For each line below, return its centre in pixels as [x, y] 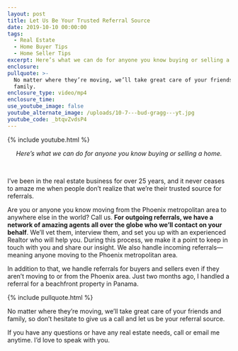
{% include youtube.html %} [49, 140]
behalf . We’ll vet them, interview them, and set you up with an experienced [117, 232]
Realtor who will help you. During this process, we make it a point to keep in [118, 240]
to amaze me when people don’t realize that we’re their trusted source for [114, 188]
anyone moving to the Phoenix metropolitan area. [106, 255]
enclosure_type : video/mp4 [47, 93]
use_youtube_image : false [45, 106]
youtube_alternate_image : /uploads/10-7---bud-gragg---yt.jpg [101, 113]
